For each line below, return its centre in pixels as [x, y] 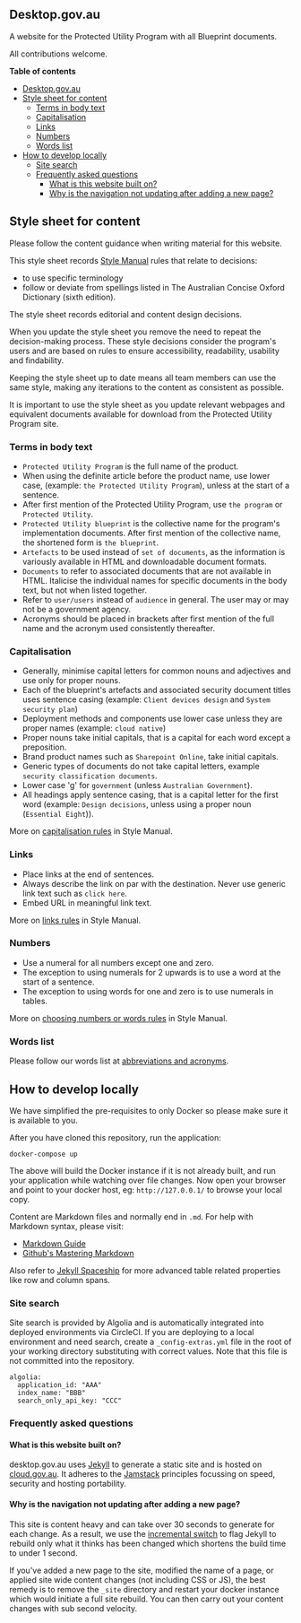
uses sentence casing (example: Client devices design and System [146, 699]
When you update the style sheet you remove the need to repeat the [135, 332]
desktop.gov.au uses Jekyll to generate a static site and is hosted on [136, 1464]
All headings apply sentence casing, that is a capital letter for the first [150, 795]
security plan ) [50, 709]
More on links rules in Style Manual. [75, 920]
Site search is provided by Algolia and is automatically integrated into [137, 1323]
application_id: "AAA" [60, 1385]
